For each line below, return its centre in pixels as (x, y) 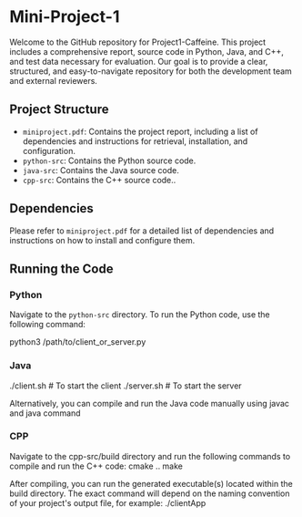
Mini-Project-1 (65, 17)
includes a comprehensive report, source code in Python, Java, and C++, (147, 51)
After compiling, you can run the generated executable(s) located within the (151, 483)
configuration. (49, 150)
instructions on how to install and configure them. (102, 240)
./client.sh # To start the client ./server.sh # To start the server (126, 386)
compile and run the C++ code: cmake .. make (96, 466)
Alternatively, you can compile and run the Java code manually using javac (149, 403)
